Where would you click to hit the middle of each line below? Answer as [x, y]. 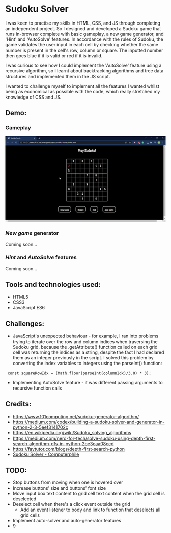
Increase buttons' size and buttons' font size [59, 488]
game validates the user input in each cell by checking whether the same [82, 44]
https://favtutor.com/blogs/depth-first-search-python [68, 449]
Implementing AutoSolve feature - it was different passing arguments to [88, 382]
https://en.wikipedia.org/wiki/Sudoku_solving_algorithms [72, 432]
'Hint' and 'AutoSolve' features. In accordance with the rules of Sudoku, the [84, 39]
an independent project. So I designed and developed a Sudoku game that [83, 28]
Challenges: [25, 324]
